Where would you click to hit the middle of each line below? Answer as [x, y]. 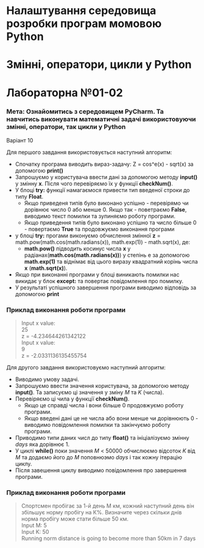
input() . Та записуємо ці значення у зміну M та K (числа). [90, 393]
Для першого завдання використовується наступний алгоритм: [89, 152]
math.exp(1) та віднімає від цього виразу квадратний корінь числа [111, 261]
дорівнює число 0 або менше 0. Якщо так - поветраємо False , [105, 209]
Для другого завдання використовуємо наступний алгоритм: [86, 368]
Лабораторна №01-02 [65, 93]
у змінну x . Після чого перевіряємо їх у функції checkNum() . [94, 183]
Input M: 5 [34, 525]
